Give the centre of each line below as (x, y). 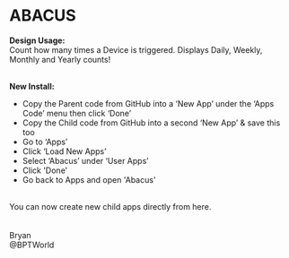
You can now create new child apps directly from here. (110, 206)
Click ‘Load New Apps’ (64, 151)
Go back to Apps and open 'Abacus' (89, 179)
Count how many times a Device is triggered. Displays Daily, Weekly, (136, 49)
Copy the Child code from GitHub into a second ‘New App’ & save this (151, 123)
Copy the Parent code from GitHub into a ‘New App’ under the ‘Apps (148, 103)
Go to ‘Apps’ (45, 142)
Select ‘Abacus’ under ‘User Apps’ (85, 160)
